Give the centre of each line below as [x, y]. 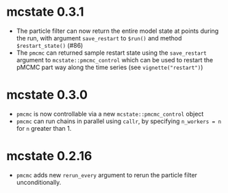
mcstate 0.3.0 [47, 95]
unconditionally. [39, 182]
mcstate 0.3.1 [45, 12]
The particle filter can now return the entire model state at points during [117, 31]
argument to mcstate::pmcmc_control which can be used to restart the [115, 60]
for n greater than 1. [44, 128]
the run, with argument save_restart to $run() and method [99, 38]
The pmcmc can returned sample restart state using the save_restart [111, 53]
